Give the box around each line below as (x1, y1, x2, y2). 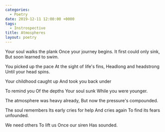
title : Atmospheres (5, 30, 46, 35)
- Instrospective (9, 26, 46, 31)
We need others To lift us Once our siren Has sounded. (5, 122, 118, 128)
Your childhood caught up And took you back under (5, 78, 112, 84)
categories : (5, 7, 30, 12)
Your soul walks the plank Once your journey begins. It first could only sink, (5, 48, 161, 55)
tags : (5, 21, 16, 26)
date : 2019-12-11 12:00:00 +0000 (5, 16, 75, 21)
